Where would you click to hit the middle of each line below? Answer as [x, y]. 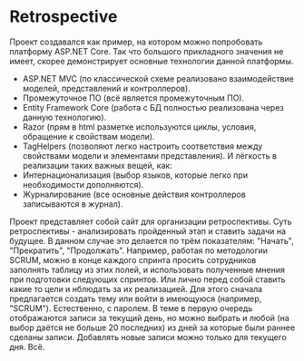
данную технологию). [64, 117]
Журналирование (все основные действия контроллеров [134, 194]
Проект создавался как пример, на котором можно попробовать [136, 42]
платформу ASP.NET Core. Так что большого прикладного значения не [147, 51]
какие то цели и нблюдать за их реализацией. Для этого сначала [136, 288]
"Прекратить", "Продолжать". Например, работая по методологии [139, 250]
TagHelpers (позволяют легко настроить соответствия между [142, 146]
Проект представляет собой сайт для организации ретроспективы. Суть [151, 221]
